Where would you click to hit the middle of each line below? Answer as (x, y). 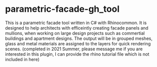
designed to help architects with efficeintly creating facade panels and (77, 28)
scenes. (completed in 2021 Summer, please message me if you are (74, 49)
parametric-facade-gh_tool (62, 9)
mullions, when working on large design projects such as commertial (75, 33)
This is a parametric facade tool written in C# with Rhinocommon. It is (76, 23)
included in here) (22, 59)
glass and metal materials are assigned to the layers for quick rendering (78, 43)
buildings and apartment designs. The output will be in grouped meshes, (79, 38)
